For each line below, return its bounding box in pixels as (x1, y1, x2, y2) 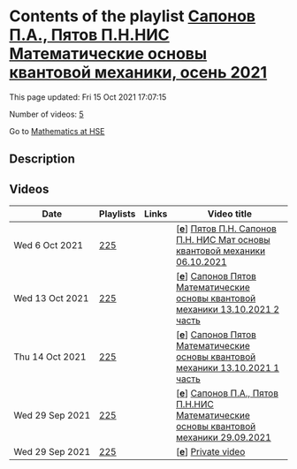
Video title (207, 208, 252, 220)
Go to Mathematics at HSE (9, 125, 105, 136)
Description (9, 152, 75, 167)
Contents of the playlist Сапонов (9, 6, 256, 26)
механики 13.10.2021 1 (175, 362, 280, 374)
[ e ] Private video (175, 446, 246, 458)
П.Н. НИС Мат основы (175, 234, 271, 246)
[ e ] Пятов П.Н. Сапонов (175, 223, 277, 235)
